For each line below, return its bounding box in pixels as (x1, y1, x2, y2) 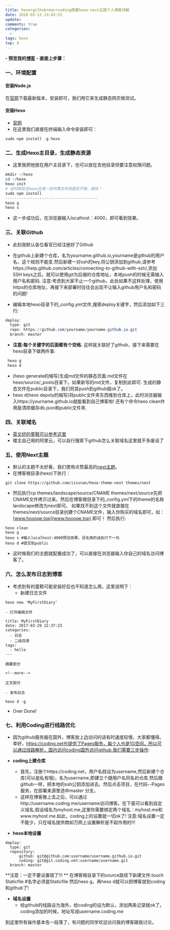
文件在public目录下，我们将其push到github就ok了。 (17, 385, 126, 392)
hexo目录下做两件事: (12, 348, 56, 354)
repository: (10, 849, 36, 854)
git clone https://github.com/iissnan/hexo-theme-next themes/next (5, 480, 151, 486)
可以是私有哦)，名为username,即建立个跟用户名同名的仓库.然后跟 (26, 774, 163, 781)
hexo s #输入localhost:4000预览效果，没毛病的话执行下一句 (5, 535, 120, 541)
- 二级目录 (10, 638, 30, 644)
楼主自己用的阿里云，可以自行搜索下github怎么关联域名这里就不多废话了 (12, 438, 164, 444)
